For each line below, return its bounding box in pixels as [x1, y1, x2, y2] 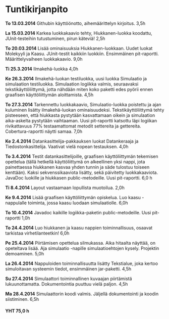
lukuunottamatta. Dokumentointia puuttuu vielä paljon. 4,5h [5, 281, 128, 287]
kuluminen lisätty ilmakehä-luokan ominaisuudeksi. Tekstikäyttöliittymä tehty [5, 107, 164, 113]
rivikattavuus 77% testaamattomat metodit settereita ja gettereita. [5, 123, 141, 129]
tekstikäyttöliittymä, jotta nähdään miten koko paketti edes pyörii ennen [5, 86, 153, 92]
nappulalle [5, 200, 27, 206]
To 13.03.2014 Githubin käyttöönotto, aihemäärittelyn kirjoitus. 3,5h [5, 20, 146, 26]
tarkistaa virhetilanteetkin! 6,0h [5, 230, 70, 236]
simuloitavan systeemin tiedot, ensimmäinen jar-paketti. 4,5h [5, 265, 132, 271]
